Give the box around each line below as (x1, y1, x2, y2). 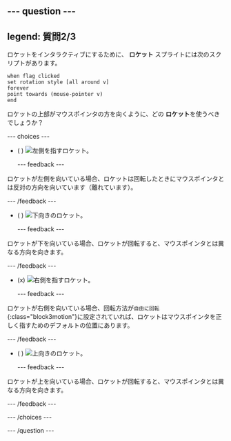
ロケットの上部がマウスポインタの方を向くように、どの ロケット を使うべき (7, 110, 221, 118)
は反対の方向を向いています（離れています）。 (7, 183, 137, 192)
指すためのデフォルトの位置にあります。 (19, 321, 134, 330)
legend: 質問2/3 (7, 30, 77, 42)
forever (7, 85, 30, 92)
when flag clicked (7, 72, 60, 80)
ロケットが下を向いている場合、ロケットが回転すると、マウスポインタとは (7, 239, 219, 248)
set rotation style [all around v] (7, 79, 110, 86)
